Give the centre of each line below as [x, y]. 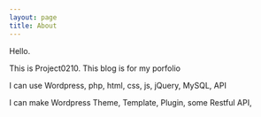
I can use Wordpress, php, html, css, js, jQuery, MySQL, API [118, 85]
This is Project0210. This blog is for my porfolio [95, 68]
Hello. [20, 51]
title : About [33, 26]
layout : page [33, 17]
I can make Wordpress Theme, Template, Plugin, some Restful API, [130, 102]
